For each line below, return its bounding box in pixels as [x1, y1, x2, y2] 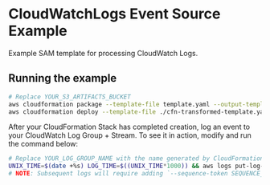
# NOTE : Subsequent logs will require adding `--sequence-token [8, 170, 228, 178]
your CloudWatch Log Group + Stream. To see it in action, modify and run [8, 131, 252, 140]
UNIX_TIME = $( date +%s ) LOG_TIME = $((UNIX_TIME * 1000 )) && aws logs [8, 162, 232, 171]
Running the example [8, 71, 117, 85]
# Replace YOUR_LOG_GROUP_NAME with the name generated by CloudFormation [8, 155, 264, 163]
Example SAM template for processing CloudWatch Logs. [8, 48, 198, 58]
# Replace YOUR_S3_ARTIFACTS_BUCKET [8, 93, 131, 101]
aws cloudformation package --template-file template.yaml [8, 100, 211, 108]
